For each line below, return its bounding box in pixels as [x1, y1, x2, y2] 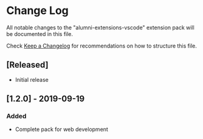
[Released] [6, 60, 49, 70]
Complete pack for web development [15, 126, 108, 133]
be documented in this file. [6, 30, 74, 37]
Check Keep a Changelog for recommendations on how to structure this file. [6, 42, 198, 49]
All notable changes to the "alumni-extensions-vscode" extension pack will [6, 24, 194, 31]
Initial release [15, 76, 49, 83]
